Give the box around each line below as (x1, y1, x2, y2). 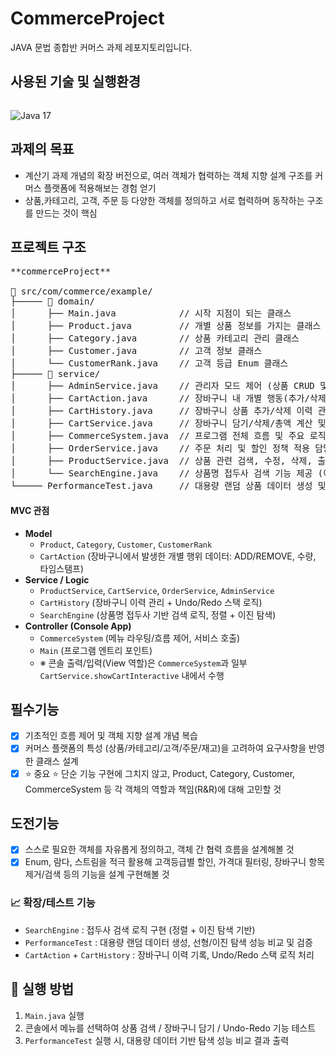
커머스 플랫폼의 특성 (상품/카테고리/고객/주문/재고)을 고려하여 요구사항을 (24, 742, 307, 754)
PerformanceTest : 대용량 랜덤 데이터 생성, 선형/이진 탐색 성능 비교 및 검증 (24, 936, 313, 948)
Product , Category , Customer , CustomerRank (39, 538, 213, 550)
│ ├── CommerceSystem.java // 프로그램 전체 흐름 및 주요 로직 (10, 430, 327, 442)
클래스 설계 (35, 755, 79, 767)
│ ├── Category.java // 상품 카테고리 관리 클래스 (10, 333, 300, 344)
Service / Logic (24, 573, 90, 586)
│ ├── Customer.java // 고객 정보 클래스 (10, 345, 263, 357)
